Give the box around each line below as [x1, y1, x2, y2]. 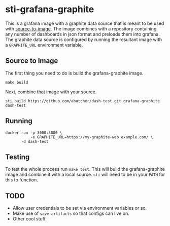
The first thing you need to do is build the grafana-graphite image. [5, 70, 144, 76]
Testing [5, 153, 30, 161]
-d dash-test [21, 139, 49, 144]
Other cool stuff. [12, 216, 47, 222]
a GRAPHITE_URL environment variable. [5, 42, 83, 48]
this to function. [5, 177, 38, 183]
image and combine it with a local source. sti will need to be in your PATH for [5, 171, 165, 178]
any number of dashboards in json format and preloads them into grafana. [5, 31, 160, 37]
